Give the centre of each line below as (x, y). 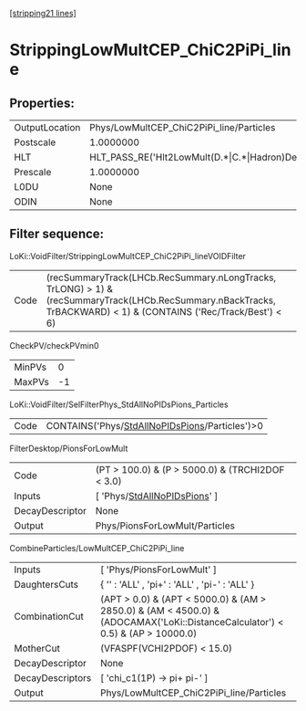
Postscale (35, 142)
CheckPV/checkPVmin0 (54, 345)
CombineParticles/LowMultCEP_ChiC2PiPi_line (97, 548)
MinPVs (31, 367)
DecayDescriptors (53, 677)
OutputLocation (47, 127)
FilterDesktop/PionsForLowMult (69, 448)
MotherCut (37, 648)
